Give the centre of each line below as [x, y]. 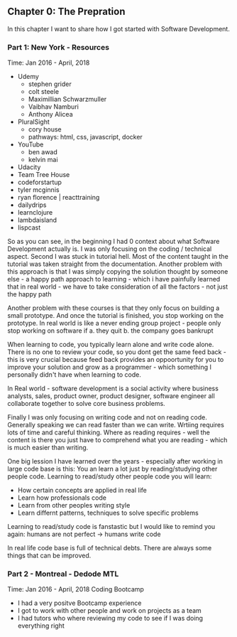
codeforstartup [40, 182]
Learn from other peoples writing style [74, 505]
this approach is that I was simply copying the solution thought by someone [118, 272]
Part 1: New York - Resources [59, 47]
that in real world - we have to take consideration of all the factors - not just [118, 287]
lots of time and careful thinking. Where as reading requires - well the [109, 432]
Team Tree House [44, 175]
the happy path [29, 294]
